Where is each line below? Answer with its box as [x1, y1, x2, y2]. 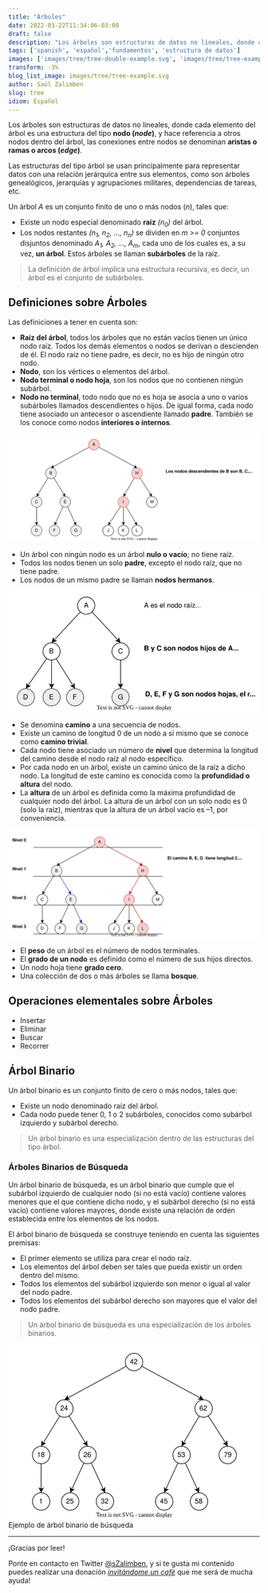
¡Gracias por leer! [8, 1543, 65, 1553]
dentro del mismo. [19, 1270, 80, 1280]
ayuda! [8, 1575, 31, 1586]
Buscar [19, 1032, 44, 1042]
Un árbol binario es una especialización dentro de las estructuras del [27, 1133, 254, 1143]
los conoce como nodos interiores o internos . [19, 417, 172, 427]
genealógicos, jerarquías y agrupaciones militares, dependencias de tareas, [8, 178, 258, 188]
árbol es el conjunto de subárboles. [27, 273, 145, 282]
